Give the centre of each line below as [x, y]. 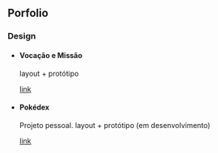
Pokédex [34, 107]
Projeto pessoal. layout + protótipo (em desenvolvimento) [115, 125]
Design [22, 36]
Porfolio [28, 13]
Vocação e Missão [50, 55]
